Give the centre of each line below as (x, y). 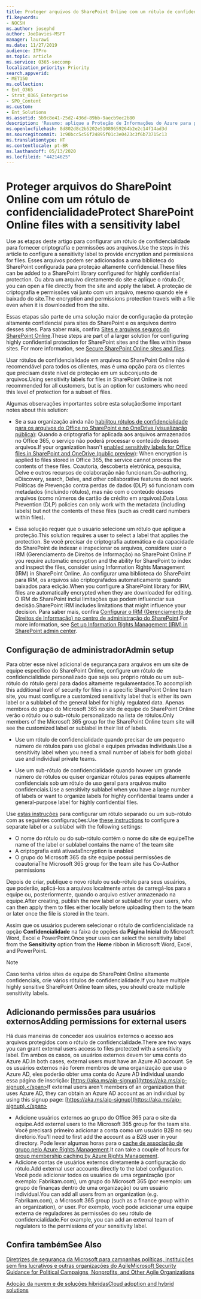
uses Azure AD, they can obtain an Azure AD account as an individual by (96, 1093)
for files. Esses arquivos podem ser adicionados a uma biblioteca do (90, 260)
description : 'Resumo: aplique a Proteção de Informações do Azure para (99, 124)
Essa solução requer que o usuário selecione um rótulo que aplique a (100, 529)
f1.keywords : (22, 17)
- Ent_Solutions (26, 112)
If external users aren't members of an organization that (116, 1087)
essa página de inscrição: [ (39, 1080)
